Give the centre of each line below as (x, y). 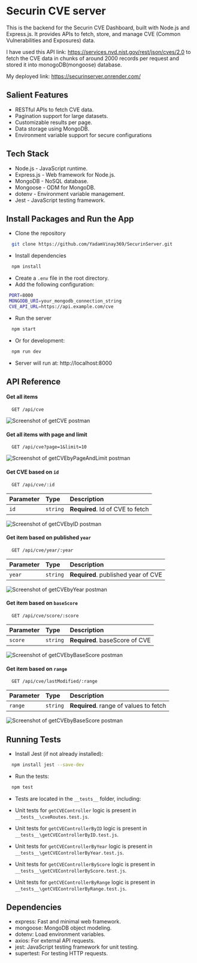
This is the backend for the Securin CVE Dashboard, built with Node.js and (98, 28)
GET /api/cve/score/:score (45, 616)
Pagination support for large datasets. (62, 116)
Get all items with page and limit (47, 434)
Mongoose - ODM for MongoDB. (55, 187)
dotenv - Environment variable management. (70, 193)
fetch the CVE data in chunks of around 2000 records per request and (93, 58)
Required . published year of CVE (116, 574)
